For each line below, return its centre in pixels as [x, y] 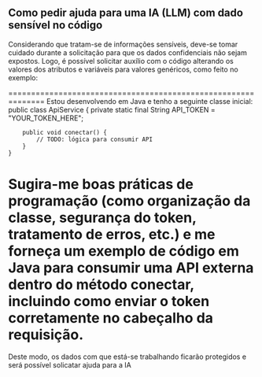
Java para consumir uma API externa [131, 268]
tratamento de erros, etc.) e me [112, 235]
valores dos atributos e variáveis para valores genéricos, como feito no [123, 69]
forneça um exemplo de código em [124, 251]
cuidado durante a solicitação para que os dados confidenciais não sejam [128, 52]
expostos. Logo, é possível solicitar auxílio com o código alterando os [121, 61]
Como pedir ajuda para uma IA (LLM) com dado [126, 13]
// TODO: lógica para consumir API [95, 139]
